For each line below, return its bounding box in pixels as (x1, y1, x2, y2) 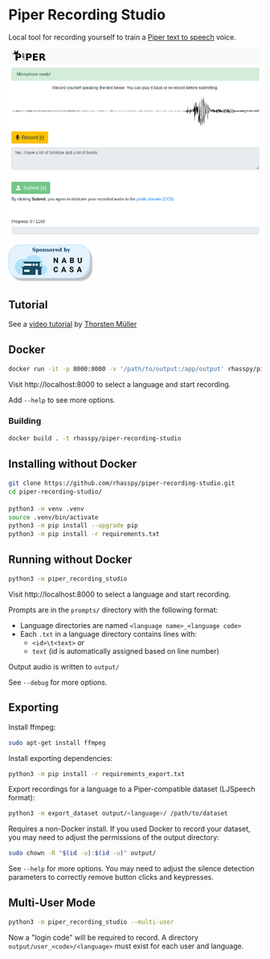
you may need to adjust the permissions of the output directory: (8, 833, 219, 842)
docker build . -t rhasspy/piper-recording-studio (8, 435, 182, 443)
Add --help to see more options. (8, 395, 116, 405)
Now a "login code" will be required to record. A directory (8, 932, 199, 942)
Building (8, 415, 42, 427)
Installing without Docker (8, 457, 137, 470)
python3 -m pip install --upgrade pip (8, 522, 138, 530)
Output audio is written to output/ (8, 662, 120, 672)
